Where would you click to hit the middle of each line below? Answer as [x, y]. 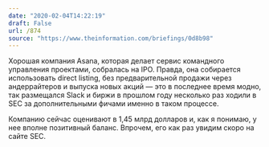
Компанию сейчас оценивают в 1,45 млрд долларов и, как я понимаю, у [132, 119]
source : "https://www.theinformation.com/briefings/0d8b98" [111, 38]
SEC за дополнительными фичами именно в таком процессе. [114, 104]
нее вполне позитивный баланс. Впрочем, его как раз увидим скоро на [131, 128]
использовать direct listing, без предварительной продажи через [120, 78]
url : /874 [25, 31]
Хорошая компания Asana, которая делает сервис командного [116, 61]
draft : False [30, 23]
